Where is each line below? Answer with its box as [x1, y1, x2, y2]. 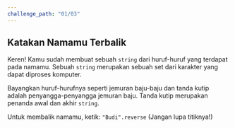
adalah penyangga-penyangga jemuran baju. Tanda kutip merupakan [7, 91, 208, 100]
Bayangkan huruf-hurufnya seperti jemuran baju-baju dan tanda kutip [7, 84, 210, 93]
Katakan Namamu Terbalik [7, 37, 127, 49]
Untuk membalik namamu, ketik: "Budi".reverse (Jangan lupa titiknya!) [7, 112, 213, 121]
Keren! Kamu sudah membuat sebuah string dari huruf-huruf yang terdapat [7, 55, 228, 64]
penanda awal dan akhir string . [7, 99, 100, 107]
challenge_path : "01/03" [7, 10, 80, 18]
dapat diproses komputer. [7, 70, 83, 78]
